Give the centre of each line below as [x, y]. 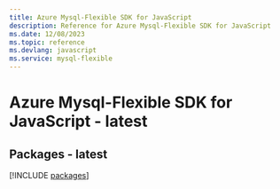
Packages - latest [58, 154]
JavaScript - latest [78, 122]
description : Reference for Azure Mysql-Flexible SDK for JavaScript [140, 26]
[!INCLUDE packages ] [49, 175]
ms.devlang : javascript [53, 51]
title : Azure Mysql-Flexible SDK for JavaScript [101, 17]
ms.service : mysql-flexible [61, 59]
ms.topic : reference [47, 42]
